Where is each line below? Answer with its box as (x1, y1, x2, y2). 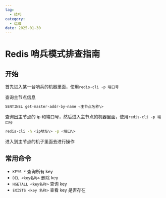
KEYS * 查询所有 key (12, 168, 53, 174)
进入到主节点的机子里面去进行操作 (5, 138, 75, 144)
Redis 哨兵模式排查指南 (5, 49, 101, 60)
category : (5, 16, 26, 21)
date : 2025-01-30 (5, 26, 41, 31)
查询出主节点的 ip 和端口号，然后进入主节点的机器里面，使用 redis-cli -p (5, 114, 155, 119)
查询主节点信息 (5, 95, 36, 100)
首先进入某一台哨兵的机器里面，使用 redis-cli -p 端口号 (5, 84, 119, 90)
